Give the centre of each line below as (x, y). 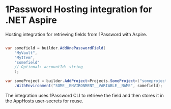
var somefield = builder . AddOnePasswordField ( (55, 48)
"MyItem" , (25, 58)
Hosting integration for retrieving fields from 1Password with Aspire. (76, 34)
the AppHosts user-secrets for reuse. (44, 101)
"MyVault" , (26, 53)
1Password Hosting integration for (79, 9)
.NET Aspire (31, 20)
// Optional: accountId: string (49, 67)
